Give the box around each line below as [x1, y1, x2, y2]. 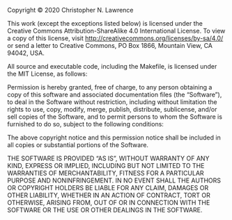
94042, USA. [7, 49, 45, 57]
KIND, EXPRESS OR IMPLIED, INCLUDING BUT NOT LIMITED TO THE [7, 162, 205, 169]
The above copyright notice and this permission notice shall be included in [7, 133, 221, 142]
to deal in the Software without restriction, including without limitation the [7, 98, 217, 106]
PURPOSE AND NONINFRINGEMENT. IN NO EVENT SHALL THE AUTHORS [7, 176, 222, 185]
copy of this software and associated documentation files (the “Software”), [7, 90, 222, 99]
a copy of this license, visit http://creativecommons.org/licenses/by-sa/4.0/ [7, 34, 224, 42]
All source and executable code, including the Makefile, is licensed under [7, 62, 217, 70]
